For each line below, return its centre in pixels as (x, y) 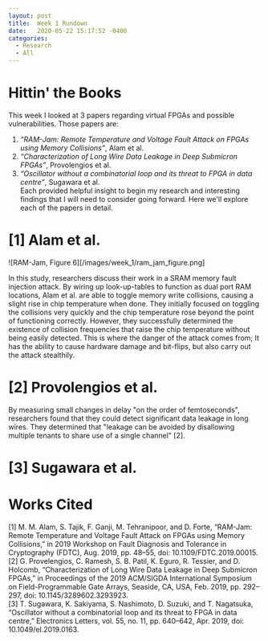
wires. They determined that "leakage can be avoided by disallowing (122, 426)
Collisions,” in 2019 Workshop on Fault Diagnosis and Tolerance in (118, 544)
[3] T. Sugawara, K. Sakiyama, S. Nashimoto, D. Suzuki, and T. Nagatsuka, (131, 603)
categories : (28, 38)
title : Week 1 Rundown (48, 23)
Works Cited (51, 505)
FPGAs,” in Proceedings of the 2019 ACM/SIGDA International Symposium (130, 578)
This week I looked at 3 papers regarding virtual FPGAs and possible (122, 115)
